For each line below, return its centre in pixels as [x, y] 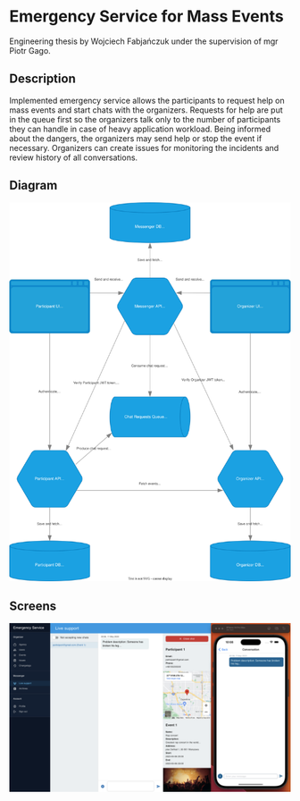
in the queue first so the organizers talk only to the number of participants [145, 119]
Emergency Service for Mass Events [146, 17]
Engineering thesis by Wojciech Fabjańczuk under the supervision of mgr [144, 41]
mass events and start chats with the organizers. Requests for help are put [146, 110]
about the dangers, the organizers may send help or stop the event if [136, 138]
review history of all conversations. [74, 157]
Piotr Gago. [30, 50]
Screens [33, 607]
